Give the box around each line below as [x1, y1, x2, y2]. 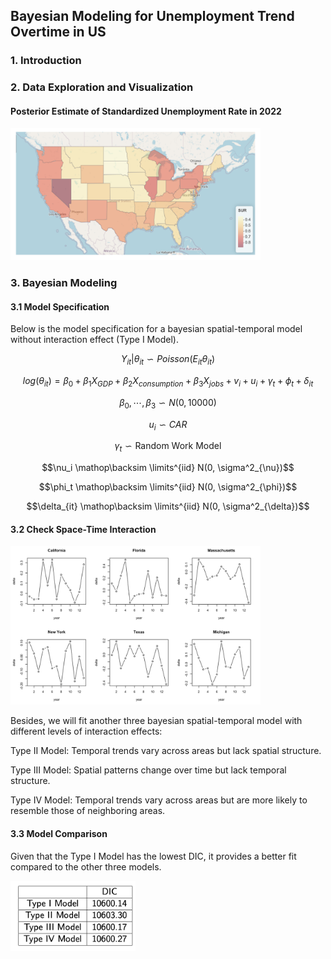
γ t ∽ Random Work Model [114, 440, 222, 454]
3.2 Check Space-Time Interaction [10, 523, 157, 535]
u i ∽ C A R [148, 418, 188, 433]
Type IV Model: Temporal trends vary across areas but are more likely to [10, 794, 308, 806]
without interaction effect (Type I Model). [10, 334, 179, 346]
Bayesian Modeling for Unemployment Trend [10, 8, 295, 25]
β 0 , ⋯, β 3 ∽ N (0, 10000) [119, 396, 217, 411]
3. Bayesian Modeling [10, 276, 118, 290]
